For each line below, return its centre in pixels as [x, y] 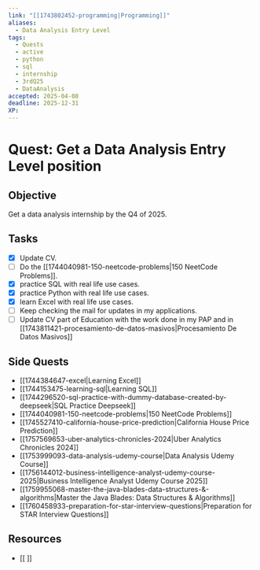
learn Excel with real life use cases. [76, 302]
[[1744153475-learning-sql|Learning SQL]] [88, 389]
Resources [35, 539]
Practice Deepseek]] [103, 405]
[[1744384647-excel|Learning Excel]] [80, 381]
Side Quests [38, 362]
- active [29, 52]
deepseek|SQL [44, 405]
